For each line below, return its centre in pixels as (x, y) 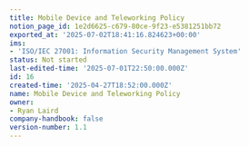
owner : (22, 102)
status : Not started (49, 60)
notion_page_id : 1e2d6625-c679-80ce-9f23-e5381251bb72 (115, 26)
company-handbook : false (56, 119)
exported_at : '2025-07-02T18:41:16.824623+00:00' (105, 34)
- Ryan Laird (34, 111)
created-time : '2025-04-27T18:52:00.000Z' (91, 85)
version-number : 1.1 (49, 128)
